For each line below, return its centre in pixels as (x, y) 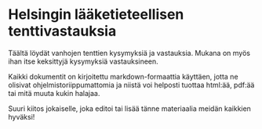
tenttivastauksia (62, 31)
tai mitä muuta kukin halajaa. (54, 93)
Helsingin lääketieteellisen (96, 15)
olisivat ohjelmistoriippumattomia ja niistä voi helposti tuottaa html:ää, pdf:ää (131, 85)
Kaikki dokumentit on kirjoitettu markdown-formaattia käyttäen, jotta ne (123, 76)
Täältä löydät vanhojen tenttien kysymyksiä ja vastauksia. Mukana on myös (129, 53)
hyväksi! (22, 116)
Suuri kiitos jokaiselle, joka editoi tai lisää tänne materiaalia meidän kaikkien (129, 109)
